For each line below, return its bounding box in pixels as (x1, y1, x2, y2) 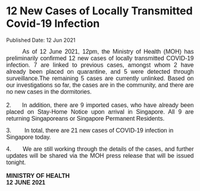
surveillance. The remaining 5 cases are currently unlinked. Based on (6, 74, 195, 82)
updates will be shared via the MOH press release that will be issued (6, 152, 194, 159)
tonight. (6, 159, 26, 166)
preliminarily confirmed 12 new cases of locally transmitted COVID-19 (6, 55, 194, 62)
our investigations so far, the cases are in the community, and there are (6, 82, 194, 89)
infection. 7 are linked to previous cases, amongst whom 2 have (6, 61, 194, 68)
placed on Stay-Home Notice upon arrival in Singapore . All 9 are (6, 108, 194, 115)
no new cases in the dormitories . (6, 88, 92, 95)
